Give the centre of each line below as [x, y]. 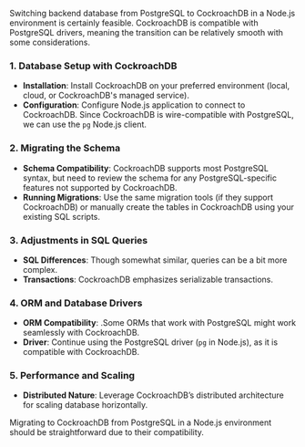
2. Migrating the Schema [65, 148]
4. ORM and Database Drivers [76, 303]
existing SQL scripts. [61, 216]
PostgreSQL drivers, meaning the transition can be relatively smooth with [147, 32]
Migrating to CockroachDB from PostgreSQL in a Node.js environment [141, 422]
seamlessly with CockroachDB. [81, 333]
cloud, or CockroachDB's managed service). [106, 96]
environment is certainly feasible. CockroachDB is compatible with [134, 23]
